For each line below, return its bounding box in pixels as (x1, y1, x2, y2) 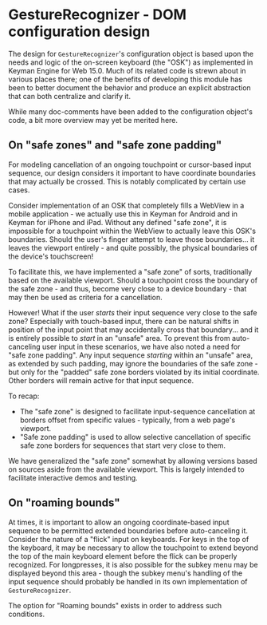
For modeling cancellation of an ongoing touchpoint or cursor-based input (8, 160, 252, 169)
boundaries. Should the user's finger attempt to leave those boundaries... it (8, 234, 255, 244)
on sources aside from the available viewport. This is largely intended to (8, 465, 245, 474)
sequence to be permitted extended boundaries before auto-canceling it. (8, 525, 249, 536)
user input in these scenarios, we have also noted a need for (42, 342, 241, 351)
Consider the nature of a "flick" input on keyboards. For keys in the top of (8, 534, 249, 544)
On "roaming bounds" (8, 496, 120, 510)
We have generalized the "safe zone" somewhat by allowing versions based (8, 456, 257, 465)
